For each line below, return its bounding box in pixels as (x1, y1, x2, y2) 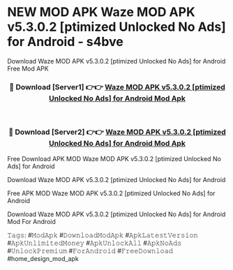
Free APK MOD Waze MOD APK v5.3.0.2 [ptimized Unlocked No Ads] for (7, 189, 216, 197)
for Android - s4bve (7, 34, 123, 50)
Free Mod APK (7, 64, 49, 73)
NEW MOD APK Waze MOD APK (7, 4, 195, 20)
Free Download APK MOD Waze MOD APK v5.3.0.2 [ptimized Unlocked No (7, 154, 222, 163)
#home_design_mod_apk (7, 254, 79, 262)
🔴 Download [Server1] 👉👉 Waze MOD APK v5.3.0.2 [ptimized (9, 82, 225, 91)
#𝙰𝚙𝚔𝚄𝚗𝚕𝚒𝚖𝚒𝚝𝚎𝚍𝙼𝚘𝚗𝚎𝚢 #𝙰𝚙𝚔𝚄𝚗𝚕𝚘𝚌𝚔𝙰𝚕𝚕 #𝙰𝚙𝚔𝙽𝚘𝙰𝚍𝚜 (7, 239, 182, 247)
